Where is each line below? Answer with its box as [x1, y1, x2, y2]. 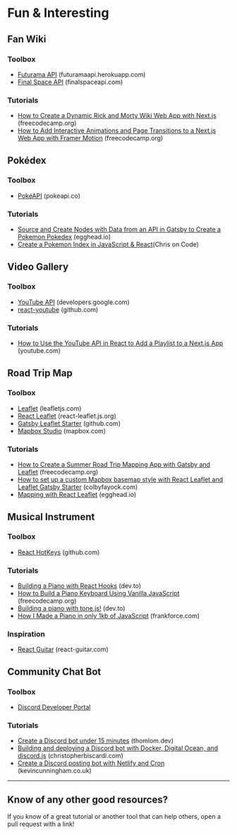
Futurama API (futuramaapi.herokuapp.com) [17, 70, 146, 78]
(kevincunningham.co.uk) [17, 767, 92, 775]
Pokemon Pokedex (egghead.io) [17, 233, 111, 241]
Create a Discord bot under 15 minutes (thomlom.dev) [17, 736, 174, 745]
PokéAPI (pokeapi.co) [17, 191, 81, 200]
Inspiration [7, 630, 46, 639]
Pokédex [7, 154, 47, 167]
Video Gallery [7, 260, 69, 272]
